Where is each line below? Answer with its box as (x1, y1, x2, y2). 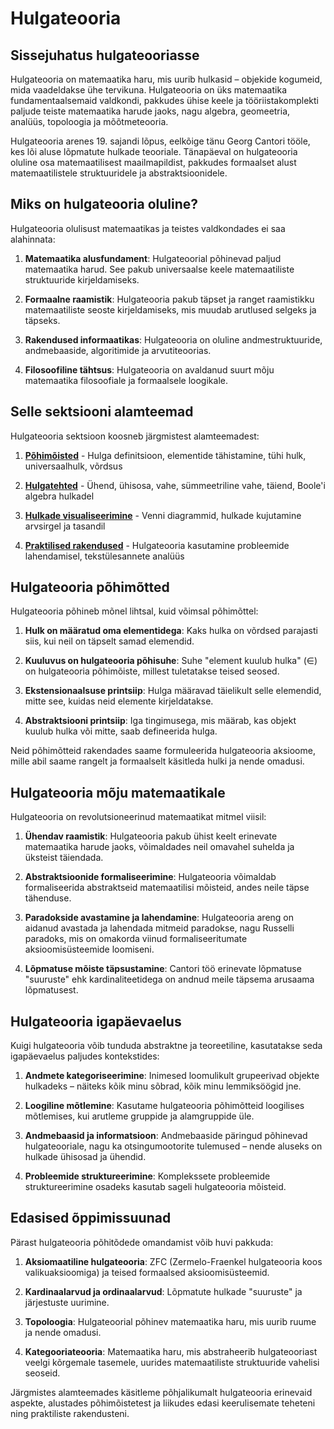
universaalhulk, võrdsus (24, 460, 123, 472)
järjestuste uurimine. (24, 1296, 110, 1308)
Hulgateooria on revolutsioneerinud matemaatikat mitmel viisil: (10, 811, 267, 823)
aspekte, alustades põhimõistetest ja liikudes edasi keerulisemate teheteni (10, 1397, 316, 1409)
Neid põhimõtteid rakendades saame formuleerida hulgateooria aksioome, (10, 745, 316, 757)
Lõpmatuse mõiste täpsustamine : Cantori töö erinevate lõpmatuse (24, 963, 302, 975)
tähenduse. (24, 892, 72, 904)
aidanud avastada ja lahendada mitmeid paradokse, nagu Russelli (24, 922, 295, 934)
